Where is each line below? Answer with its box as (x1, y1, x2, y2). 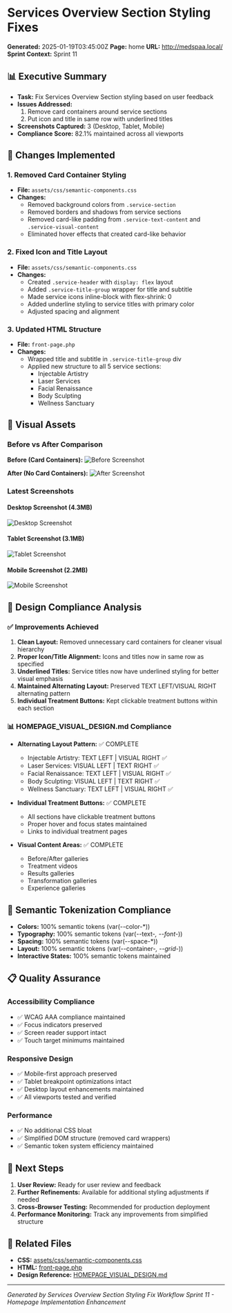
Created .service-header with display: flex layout (27, 278, 174, 286)
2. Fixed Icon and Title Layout (7, 247, 108, 257)
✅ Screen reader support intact (17, 1028, 107, 1036)
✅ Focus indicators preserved (17, 1020, 102, 1029)
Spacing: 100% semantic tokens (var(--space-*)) (17, 937, 158, 945)
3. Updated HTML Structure (7, 324, 101, 334)
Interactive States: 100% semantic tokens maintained (17, 952, 171, 960)
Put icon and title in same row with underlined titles (27, 114, 173, 123)
